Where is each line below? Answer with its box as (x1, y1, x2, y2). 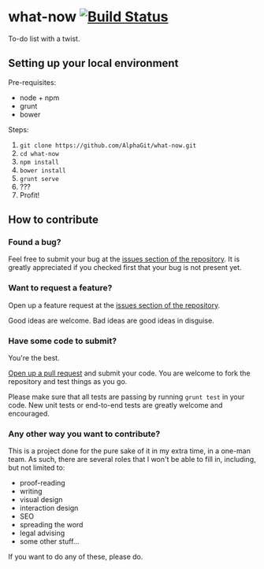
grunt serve (19, 175, 59, 183)
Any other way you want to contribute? (8, 428, 161, 439)
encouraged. (8, 409, 50, 419)
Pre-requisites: (8, 77, 57, 87)
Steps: (8, 124, 29, 134)
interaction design (19, 504, 79, 513)
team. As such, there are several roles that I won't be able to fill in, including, (8, 455, 256, 464)
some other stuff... (19, 537, 80, 546)
